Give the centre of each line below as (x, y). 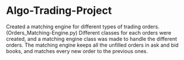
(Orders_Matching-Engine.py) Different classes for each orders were (89, 32)
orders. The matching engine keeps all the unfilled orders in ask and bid (93, 45)
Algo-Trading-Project (59, 11)
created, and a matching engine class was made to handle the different (91, 39)
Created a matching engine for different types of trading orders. (83, 27)
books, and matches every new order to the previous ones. (77, 51)
